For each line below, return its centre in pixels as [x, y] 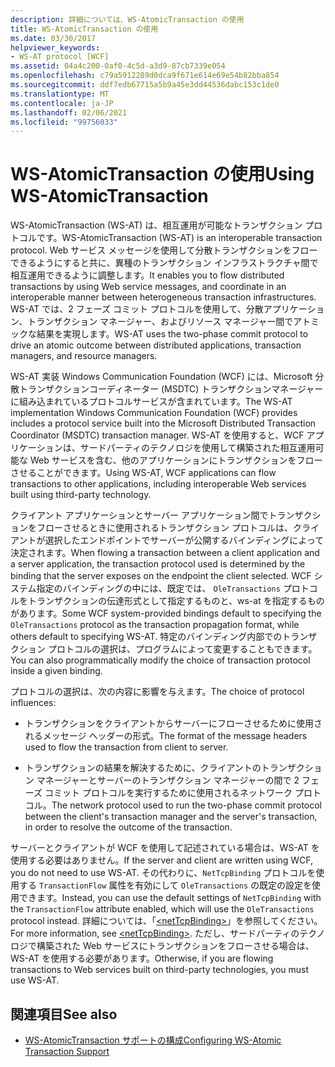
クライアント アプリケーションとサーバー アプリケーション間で [139, 515]
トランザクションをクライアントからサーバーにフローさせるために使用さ [173, 723]
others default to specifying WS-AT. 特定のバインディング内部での [146, 637]
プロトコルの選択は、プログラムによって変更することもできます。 [182, 649]
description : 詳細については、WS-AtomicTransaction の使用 [127, 19]
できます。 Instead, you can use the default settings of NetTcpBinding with [170, 898]
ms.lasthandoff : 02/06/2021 [69, 112]
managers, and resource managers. [84, 356]
